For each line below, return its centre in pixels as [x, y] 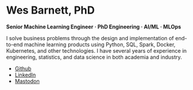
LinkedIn [25, 75]
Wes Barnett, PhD [50, 10]
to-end [15, 44]
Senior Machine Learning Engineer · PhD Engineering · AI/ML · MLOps [94, 27]
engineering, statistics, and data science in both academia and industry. [94, 57]
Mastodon [27, 81]
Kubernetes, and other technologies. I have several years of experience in [96, 50]
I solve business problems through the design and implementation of [90, 38]
